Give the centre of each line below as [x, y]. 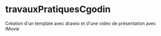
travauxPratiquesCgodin [58, 9]
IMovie [12, 28]
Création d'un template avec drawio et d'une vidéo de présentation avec [80, 23]
